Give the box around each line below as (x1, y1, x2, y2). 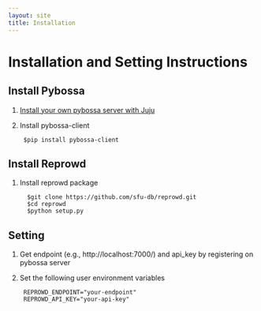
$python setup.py (27, 207, 84, 215)
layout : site (8, 11, 51, 20)
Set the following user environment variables (19, 273, 166, 283)
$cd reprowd (27, 200, 66, 208)
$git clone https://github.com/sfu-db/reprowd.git (27, 193, 197, 201)
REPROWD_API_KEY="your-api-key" (23, 295, 130, 304)
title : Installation (8, 19, 76, 27)
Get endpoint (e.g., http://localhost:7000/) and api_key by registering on (19, 249, 254, 259)
